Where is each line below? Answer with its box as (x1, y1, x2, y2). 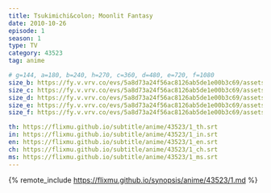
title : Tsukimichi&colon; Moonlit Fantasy (8, 11, 153, 20)
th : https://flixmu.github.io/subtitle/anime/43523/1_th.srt (8, 123, 219, 131)
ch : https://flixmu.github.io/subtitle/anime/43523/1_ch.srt (8, 146, 219, 154)
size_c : (8, 86, 35, 94)
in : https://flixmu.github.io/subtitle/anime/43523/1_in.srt (8, 130, 219, 139)
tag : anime (8, 57, 45, 65)
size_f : (8, 109, 35, 117)
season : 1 (8, 34, 42, 43)
